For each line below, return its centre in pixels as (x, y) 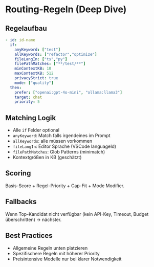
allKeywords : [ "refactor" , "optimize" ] (56, 54)
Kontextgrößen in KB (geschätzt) (47, 158)
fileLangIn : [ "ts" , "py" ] (41, 59)
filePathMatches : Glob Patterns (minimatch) (59, 152)
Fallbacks (21, 202)
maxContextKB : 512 (34, 73)
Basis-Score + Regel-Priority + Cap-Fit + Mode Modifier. (65, 186)
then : (16, 87)
